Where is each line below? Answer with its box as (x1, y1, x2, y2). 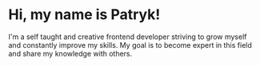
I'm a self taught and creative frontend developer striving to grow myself (8, 32, 247, 41)
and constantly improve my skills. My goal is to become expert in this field (8, 40, 252, 49)
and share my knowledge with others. (8, 49, 133, 58)
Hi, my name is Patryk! (8, 6, 161, 24)
